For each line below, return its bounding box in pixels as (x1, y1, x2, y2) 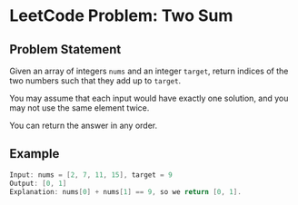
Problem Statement (9, 42, 122, 57)
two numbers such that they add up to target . (9, 75, 182, 86)
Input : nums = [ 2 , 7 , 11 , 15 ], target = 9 (9, 170, 173, 180)
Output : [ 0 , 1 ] (9, 179, 67, 188)
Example (9, 146, 60, 161)
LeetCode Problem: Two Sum (9, 5, 233, 26)
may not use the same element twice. (9, 102, 150, 113)
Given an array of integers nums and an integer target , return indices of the (9, 65, 289, 76)
